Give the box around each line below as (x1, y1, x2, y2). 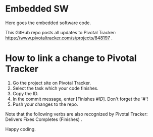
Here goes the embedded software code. (5, 20, 91, 26)
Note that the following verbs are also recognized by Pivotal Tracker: (5, 111, 148, 117)
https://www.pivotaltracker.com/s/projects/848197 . (5, 35, 113, 41)
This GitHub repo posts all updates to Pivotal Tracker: (5, 29, 116, 35)
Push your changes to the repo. (12, 101, 78, 107)
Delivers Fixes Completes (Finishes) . (5, 116, 82, 122)
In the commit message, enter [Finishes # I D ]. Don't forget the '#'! (12, 96, 148, 102)
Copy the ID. (12, 90, 39, 96)
